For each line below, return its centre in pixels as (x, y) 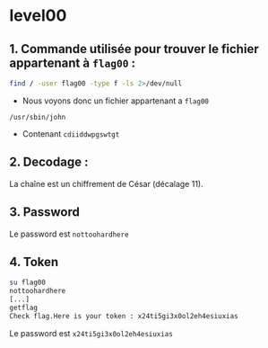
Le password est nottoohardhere (69, 234)
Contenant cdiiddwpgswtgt (71, 134)
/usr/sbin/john (38, 117)
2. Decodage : (49, 162)
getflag (24, 308)
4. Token (34, 262)
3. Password (45, 212)
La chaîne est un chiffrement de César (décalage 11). (106, 183)
